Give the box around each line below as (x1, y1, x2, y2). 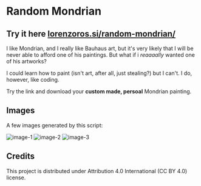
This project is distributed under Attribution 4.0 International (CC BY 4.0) (6, 167, 188, 174)
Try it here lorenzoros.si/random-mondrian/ (6, 29, 176, 39)
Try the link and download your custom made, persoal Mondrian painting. (6, 88, 192, 95)
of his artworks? (6, 58, 47, 65)
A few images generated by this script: (6, 121, 103, 129)
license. (6, 174, 26, 181)
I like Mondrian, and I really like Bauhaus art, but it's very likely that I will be (6, 45, 194, 52)
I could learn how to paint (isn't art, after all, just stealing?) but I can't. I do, (6, 70, 192, 77)
